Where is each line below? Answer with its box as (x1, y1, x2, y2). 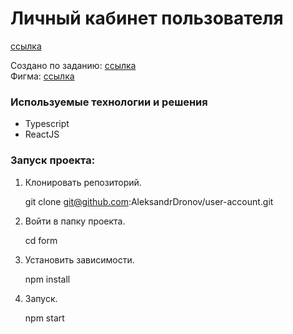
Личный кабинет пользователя (10, 7, 284, 30)
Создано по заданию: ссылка (10, 59, 137, 71)
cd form (24, 234, 58, 246)
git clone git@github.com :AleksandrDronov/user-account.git (24, 195, 274, 207)
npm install (24, 273, 71, 285)
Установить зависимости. (24, 253, 135, 266)
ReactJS (24, 128, 60, 141)
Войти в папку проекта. (24, 215, 126, 227)
